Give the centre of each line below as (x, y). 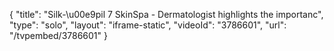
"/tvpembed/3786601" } (58, 35)
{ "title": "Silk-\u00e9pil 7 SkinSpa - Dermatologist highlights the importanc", (166, 14)
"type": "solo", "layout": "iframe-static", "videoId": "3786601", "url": (148, 25)
